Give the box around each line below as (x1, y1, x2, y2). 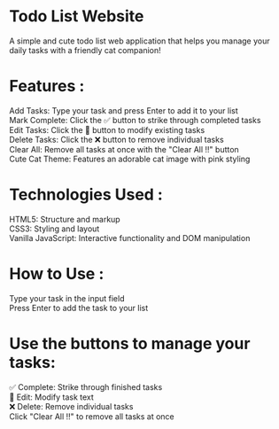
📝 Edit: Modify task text (9, 392, 95, 402)
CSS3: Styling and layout (9, 223, 100, 234)
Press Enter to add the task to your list (9, 302, 149, 313)
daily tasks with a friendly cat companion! (9, 44, 161, 55)
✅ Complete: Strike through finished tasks (9, 381, 163, 392)
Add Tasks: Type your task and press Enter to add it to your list (9, 105, 239, 116)
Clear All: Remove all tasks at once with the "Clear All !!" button (9, 144, 239, 154)
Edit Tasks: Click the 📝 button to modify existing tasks (9, 124, 205, 135)
